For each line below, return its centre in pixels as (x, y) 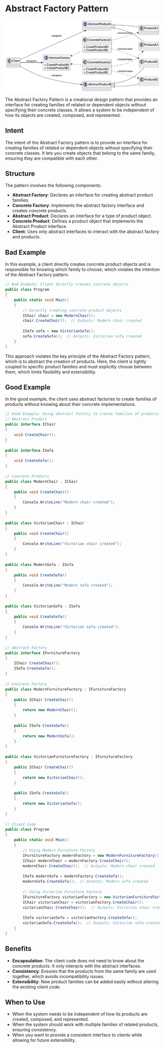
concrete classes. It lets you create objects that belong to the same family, (80, 153)
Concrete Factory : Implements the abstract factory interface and (78, 205)
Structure (20, 174)
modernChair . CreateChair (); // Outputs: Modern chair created (89, 866)
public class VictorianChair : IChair (45, 523)
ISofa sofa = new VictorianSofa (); (59, 331)
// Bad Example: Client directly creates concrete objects (67, 284)
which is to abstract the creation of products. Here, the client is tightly (76, 361)
